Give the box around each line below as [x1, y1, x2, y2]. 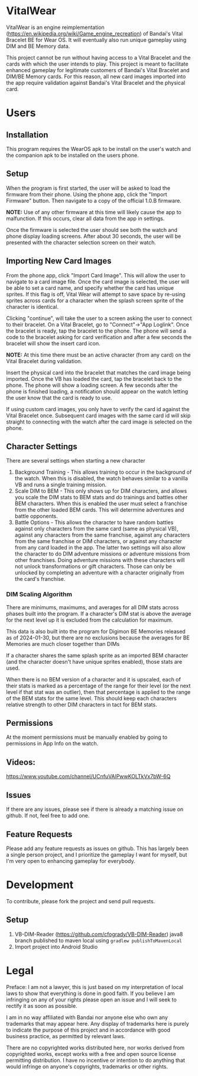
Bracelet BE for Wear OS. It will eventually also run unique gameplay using [6, 36, 187, 43]
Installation [6, 130, 48, 140]
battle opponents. [14, 513, 58, 520]
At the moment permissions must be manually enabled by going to [6, 734, 168, 741]
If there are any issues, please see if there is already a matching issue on [6, 806, 184, 813]
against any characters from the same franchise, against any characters [14, 531, 190, 539]
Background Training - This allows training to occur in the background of [14, 468, 192, 476]
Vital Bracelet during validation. [6, 357, 83, 364]
